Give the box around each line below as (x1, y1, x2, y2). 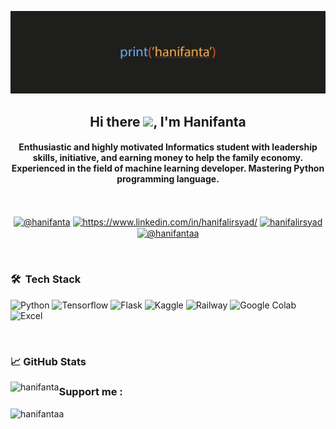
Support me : (58, 385, 123, 399)
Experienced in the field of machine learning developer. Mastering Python (11, 162, 325, 175)
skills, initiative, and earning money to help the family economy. (32, 152, 304, 164)
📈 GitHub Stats (10, 354, 87, 368)
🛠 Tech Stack (10, 272, 82, 286)
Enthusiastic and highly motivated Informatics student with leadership (18, 141, 318, 153)
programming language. (116, 173, 220, 185)
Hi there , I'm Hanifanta (89, 113, 247, 130)
